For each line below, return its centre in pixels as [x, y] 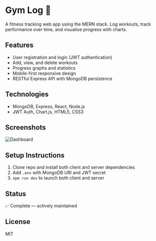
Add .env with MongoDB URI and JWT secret [59, 173]
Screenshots [26, 127]
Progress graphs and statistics [44, 68]
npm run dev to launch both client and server [58, 178]
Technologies [27, 94]
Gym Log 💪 [28, 10]
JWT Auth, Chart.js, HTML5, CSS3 [48, 112]
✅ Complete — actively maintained [41, 206]
